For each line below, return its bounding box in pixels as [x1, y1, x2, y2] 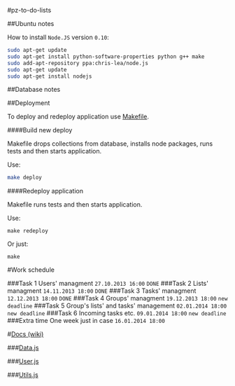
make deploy [7, 174, 42, 181]
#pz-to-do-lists [7, 6, 52, 14]
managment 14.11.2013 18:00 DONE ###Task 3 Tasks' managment [7, 287, 197, 295]
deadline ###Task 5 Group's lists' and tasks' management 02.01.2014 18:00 [7, 301, 227, 310]
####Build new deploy [7, 126, 73, 135]
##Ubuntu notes [7, 20, 55, 27]
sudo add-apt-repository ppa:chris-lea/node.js [7, 60, 149, 67]
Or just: [7, 240, 29, 248]
